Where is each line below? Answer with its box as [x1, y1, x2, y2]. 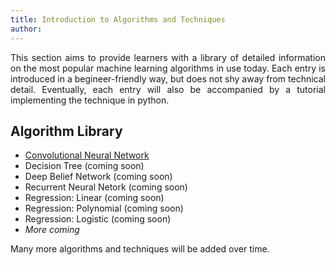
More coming [24, 224, 80, 236]
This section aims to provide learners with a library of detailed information [10, 51, 326, 63]
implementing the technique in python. [10, 94, 170, 106]
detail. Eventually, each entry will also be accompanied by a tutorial [10, 83, 326, 95]
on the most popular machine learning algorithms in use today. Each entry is [10, 62, 326, 74]
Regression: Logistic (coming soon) [24, 213, 172, 225]
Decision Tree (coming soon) [24, 160, 145, 172]
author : [10, 24, 43, 34]
